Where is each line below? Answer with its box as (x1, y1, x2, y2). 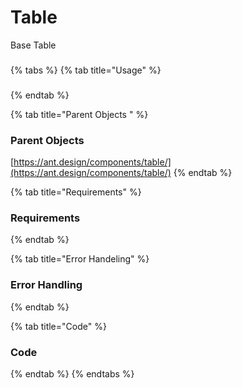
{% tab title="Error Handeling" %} (10, 253, 150, 265)
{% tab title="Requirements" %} (10, 186, 142, 198)
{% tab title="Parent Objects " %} (10, 108, 149, 120)
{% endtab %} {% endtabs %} (10, 367, 135, 380)
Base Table (10, 39, 57, 51)
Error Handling (10, 278, 83, 292)
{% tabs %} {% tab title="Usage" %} (10, 64, 162, 76)
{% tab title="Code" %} (10, 320, 107, 332)
